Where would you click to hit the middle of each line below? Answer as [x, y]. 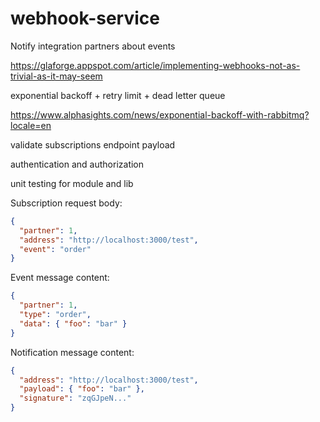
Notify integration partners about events [93, 46]
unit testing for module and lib [72, 183]
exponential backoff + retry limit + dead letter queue [118, 95]
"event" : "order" [55, 249]
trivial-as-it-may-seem [56, 76]
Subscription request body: [66, 203]
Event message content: [60, 278]
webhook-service [85, 18]
